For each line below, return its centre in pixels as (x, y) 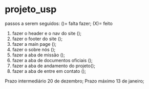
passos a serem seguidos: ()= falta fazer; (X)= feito (59, 23)
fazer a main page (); (34, 44)
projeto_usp (31, 9)
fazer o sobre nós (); (34, 49)
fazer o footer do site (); (37, 39)
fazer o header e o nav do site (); (47, 33)
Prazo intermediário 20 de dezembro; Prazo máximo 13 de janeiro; (74, 81)
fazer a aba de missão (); (38, 55)
